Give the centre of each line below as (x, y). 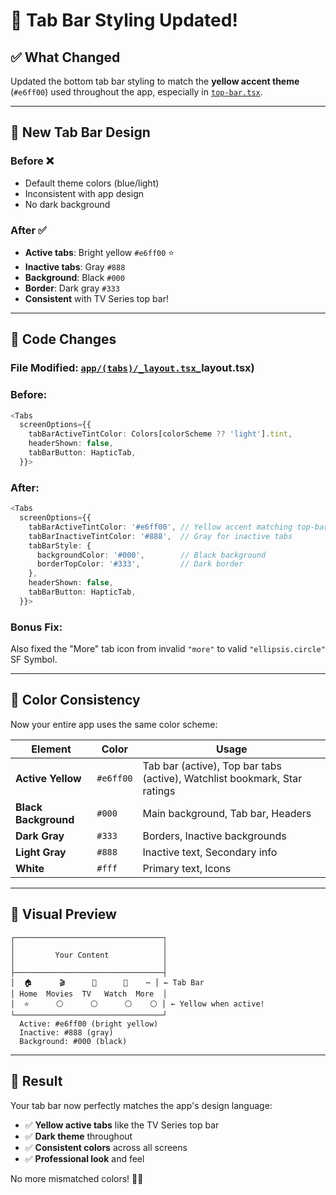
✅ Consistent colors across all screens (106, 1147)
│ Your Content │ (89, 955)
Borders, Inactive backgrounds (214, 836)
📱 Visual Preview (63, 914)
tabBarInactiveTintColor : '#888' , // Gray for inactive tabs (160, 536)
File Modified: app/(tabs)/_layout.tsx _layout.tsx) (132, 368)
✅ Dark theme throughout (78, 1136)
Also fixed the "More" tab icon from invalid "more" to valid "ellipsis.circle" (168, 649)
